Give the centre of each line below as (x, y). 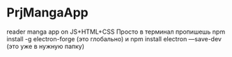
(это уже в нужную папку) (46, 46)
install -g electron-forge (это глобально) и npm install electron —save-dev (114, 38)
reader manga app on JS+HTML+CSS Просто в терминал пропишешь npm (116, 32)
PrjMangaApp (47, 13)
